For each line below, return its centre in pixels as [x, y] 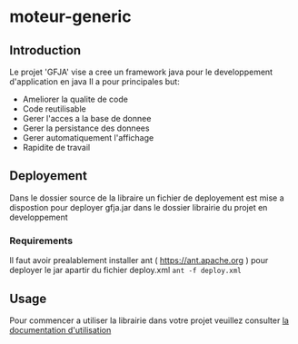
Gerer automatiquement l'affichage [88, 138]
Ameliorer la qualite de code [75, 99]
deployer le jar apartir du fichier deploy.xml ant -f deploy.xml [126, 270]
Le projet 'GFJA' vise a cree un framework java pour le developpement [141, 72]
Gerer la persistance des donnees [86, 128]
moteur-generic [70, 17]
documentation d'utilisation [60, 329]
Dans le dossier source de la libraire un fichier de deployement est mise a [147, 198]
